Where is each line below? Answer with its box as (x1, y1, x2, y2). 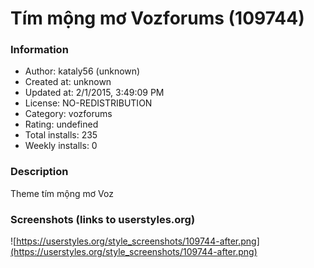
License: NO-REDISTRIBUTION (24, 97, 153, 109)
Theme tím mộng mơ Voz (10, 187, 114, 199)
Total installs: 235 (24, 129, 98, 141)
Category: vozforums (24, 108, 113, 120)
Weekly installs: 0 (24, 140, 98, 152)
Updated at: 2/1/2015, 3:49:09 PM (24, 87, 165, 99)
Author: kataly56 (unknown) (24, 65, 141, 77)
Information (10, 43, 69, 57)
